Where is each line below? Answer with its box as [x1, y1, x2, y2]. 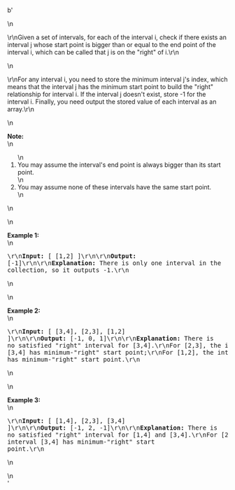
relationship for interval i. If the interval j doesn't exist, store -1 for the [7, 90, 206, 98]
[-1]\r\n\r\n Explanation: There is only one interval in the [7, 259, 222, 267]
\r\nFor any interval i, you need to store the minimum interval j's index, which [7, 75, 229, 83]
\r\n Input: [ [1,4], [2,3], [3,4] [7, 417, 126, 425]
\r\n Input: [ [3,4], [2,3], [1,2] [7, 327, 126, 335]
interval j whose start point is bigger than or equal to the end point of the [7, 41, 217, 48]
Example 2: [7, 306, 41, 315]
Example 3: [7, 396, 41, 404]
